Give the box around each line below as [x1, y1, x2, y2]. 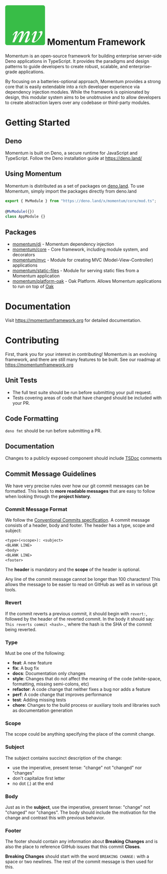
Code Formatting [5, 415, 59, 423]
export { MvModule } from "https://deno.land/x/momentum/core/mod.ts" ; [5, 198, 157, 204]
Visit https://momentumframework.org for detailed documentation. [5, 318, 142, 323]
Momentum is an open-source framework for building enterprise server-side [5, 53, 162, 59]
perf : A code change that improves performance [12, 692, 112, 698]
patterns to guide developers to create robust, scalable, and [5, 63, 128, 69]
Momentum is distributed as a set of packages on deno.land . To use [5, 183, 145, 189]
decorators [12, 252, 35, 258]
